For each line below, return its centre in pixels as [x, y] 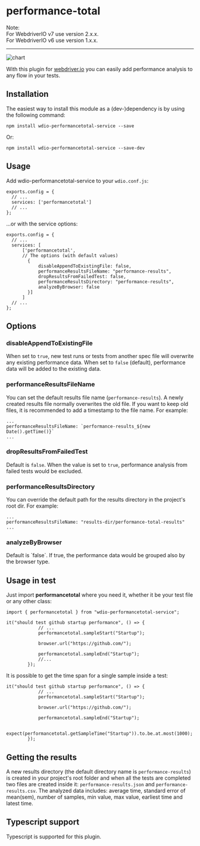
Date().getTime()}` [30, 432]
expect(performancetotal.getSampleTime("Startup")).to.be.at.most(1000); [100, 734]
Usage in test [31, 580]
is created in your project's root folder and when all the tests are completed [99, 778]
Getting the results [42, 757]
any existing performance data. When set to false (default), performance [96, 362]
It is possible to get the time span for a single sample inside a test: [87, 676]
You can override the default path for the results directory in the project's [96, 500]
